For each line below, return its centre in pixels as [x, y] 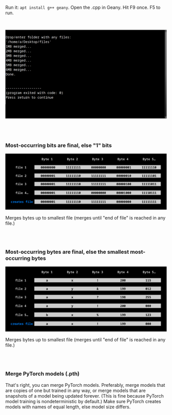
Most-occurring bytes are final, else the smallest [67, 252]
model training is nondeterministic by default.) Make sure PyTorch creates [83, 401]
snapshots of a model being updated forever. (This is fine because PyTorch [84, 396]
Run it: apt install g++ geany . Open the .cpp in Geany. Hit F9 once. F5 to [83, 7]
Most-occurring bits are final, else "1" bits [59, 145]
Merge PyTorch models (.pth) [42, 374]
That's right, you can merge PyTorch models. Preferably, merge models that [85, 385]
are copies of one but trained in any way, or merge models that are [76, 390]
